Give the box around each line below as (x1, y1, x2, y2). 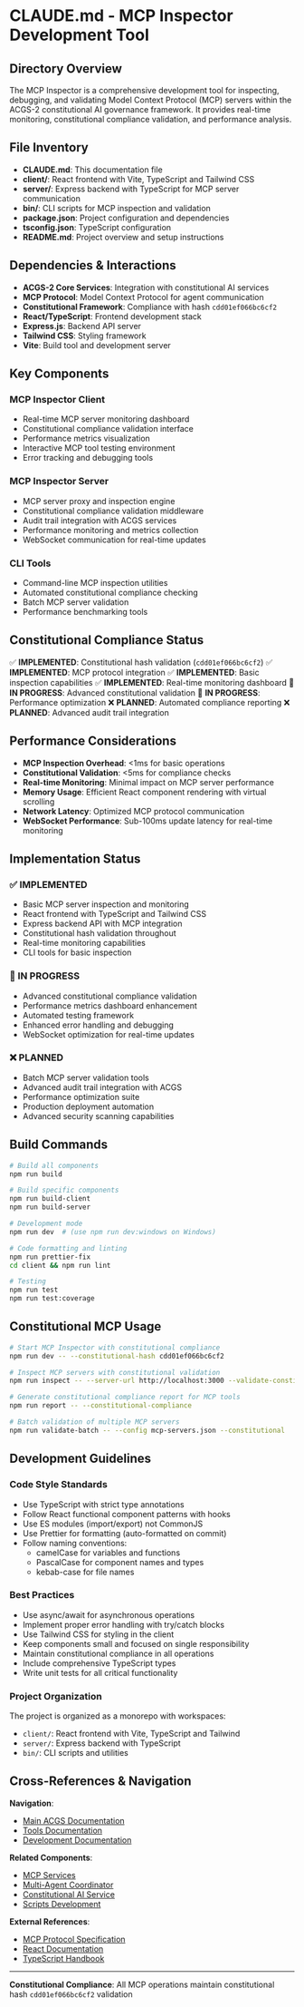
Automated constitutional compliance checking (22, 587, 199, 598)
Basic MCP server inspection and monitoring (22, 899, 190, 910)
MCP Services (22, 1869, 76, 1880)
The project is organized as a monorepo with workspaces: (9, 1710, 226, 1721)
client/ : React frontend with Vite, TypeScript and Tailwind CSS (22, 173, 255, 184)
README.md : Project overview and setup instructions (22, 231, 224, 242)
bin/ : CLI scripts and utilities (22, 1748, 128, 1759)
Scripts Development (22, 1898, 101, 1909)
